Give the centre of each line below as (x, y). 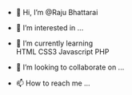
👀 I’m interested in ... (50, 28)
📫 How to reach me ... (53, 83)
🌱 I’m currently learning (54, 43)
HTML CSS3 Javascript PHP (62, 51)
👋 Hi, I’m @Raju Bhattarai (57, 12)
